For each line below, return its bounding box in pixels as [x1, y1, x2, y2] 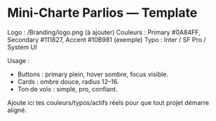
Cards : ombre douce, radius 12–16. [17, 77, 119, 85]
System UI [7, 43, 37, 51]
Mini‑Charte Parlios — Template [7, 5, 198, 21]
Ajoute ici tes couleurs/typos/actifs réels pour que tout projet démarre [7, 98, 210, 106]
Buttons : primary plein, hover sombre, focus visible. [17, 70, 168, 78]
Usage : [7, 56, 30, 64]
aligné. [7, 106, 27, 114]
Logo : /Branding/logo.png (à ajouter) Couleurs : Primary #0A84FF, [7, 28, 201, 36]
